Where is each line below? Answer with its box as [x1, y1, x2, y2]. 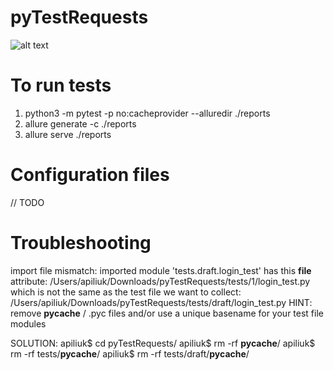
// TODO [10, 196, 45, 208]
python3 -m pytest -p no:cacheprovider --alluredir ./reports [24, 107, 271, 119]
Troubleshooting [10, 232, 152, 254]
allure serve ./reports [24, 128, 112, 140]
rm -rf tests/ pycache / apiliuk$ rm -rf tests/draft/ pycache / [10, 347, 250, 360]
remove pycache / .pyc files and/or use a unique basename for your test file [10, 307, 324, 319]
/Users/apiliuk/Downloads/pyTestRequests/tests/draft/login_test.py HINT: [10, 296, 313, 308]
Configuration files [10, 164, 170, 186]
